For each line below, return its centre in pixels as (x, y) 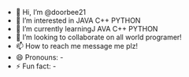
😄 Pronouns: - (39, 57)
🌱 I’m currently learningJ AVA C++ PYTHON (87, 29)
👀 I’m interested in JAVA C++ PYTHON (78, 20)
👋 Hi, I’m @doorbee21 (51, 12)
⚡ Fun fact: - (36, 66)
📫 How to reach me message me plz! (77, 46)
